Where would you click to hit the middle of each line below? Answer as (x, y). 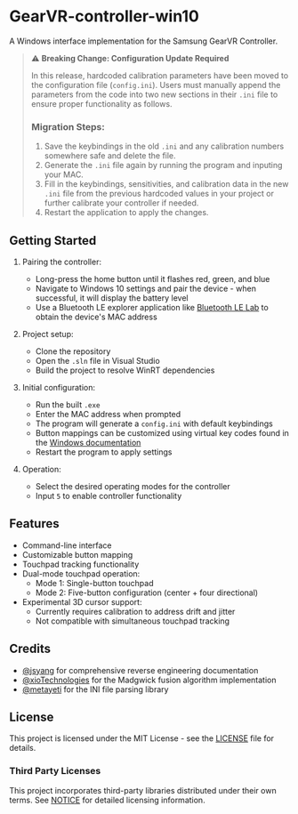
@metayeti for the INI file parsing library (95, 689)
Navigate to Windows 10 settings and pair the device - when (145, 289)
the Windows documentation (88, 443)
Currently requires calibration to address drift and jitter (135, 611)
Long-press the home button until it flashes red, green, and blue (153, 279)
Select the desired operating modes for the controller (133, 487)
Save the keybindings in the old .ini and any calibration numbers (164, 146)
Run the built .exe (68, 405)
